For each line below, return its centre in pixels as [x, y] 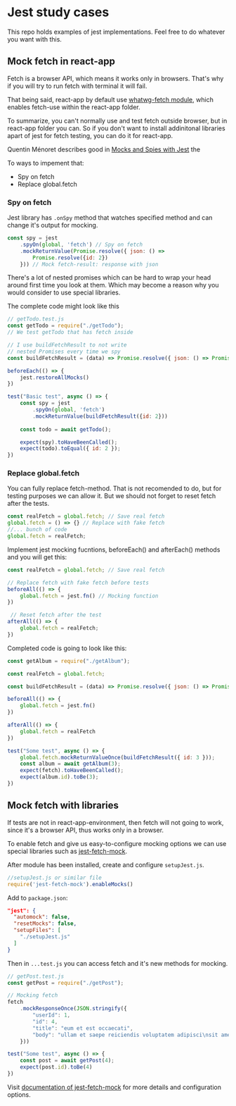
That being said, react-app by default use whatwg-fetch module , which [111, 99]
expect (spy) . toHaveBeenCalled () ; [69, 442]
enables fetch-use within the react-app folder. [74, 107]
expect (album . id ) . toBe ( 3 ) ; [59, 777]
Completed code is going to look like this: [67, 648]
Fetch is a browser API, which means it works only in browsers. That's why [116, 78]
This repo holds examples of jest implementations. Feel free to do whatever [116, 32]
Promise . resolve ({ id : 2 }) [71, 258]
